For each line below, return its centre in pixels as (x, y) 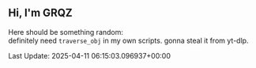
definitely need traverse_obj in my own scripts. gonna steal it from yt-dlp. (128, 40)
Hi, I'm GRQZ (40, 13)
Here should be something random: (66, 32)
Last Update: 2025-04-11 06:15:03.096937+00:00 (90, 55)
